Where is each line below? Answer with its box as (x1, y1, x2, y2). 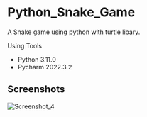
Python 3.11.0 (17, 55, 57, 64)
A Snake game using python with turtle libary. (7, 28, 141, 36)
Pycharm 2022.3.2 (17, 62, 72, 71)
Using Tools (7, 41, 43, 50)
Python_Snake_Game (7, 4, 136, 21)
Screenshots (7, 83, 65, 96)
